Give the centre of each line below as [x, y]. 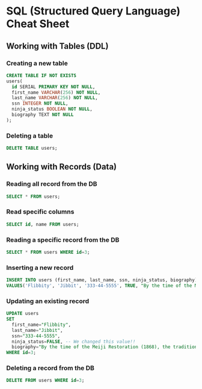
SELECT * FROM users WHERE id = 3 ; [48, 252]
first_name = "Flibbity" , [41, 325]
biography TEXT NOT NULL [43, 115]
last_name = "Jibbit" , [37, 330]
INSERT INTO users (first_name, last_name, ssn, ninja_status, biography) [102, 280]
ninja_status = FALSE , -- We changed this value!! [74, 342]
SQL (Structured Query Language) [93, 11]
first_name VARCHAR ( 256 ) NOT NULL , [56, 92]
